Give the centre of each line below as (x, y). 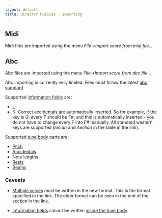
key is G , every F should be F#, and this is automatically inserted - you (83, 117)
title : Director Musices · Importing (44, 14)
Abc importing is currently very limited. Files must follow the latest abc (76, 83)
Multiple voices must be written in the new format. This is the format (81, 191)
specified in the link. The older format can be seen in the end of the (80, 196)
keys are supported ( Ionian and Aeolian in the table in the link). (76, 127)
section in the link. (31, 201)
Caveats (15, 180)
